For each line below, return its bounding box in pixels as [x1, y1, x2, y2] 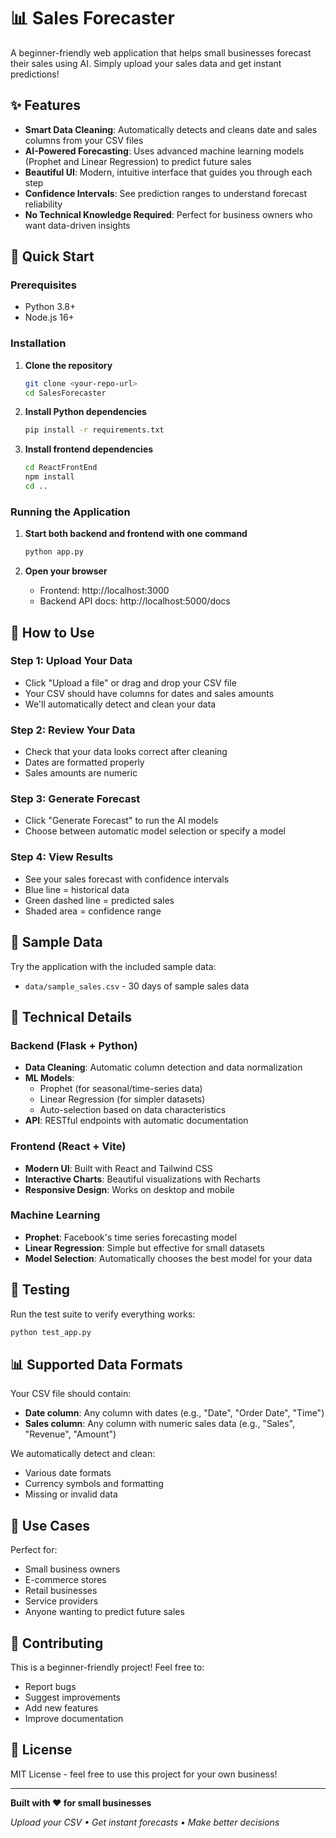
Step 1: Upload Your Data [10, 654, 133, 668]
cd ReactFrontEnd [24, 463, 98, 473]
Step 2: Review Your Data [10, 723, 136, 737]
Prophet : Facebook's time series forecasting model [24, 1231, 237, 1243]
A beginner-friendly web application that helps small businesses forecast [10, 46, 312, 59]
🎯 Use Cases [10, 1517, 91, 1534]
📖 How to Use [10, 624, 95, 641]
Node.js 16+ [24, 311, 75, 324]
